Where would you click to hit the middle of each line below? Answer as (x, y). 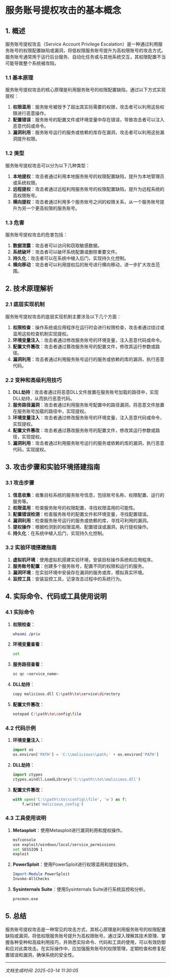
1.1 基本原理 (19, 78)
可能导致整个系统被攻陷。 (32, 63)
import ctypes (27, 775)
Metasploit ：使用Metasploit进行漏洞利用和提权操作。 (69, 830)
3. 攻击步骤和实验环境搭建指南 (53, 467)
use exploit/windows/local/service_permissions (64, 844)
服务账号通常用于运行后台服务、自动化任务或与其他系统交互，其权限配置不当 (85, 57)
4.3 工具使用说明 (26, 818)
